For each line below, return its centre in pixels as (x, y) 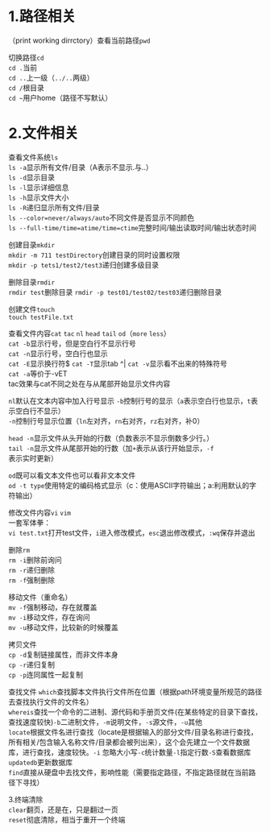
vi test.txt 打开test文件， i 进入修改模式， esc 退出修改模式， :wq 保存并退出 (132, 532)
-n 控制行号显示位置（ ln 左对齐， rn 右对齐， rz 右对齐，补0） (106, 420)
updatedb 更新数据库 (41, 762)
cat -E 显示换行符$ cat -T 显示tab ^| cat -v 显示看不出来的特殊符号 (118, 363)
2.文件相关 (44, 133)
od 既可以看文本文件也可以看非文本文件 (72, 475)
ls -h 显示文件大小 (39, 197)
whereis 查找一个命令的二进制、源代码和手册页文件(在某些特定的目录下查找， (135, 712)
